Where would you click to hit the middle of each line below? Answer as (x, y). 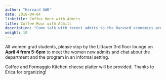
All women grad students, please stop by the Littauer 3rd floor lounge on (79, 47)
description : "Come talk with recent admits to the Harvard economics (79, 28)
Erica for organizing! (26, 72)
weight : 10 (16, 33)
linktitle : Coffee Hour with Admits (43, 19)
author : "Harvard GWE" (28, 10)
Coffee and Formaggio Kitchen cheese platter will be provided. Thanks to (80, 67)
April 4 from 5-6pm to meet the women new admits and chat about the (78, 52)
